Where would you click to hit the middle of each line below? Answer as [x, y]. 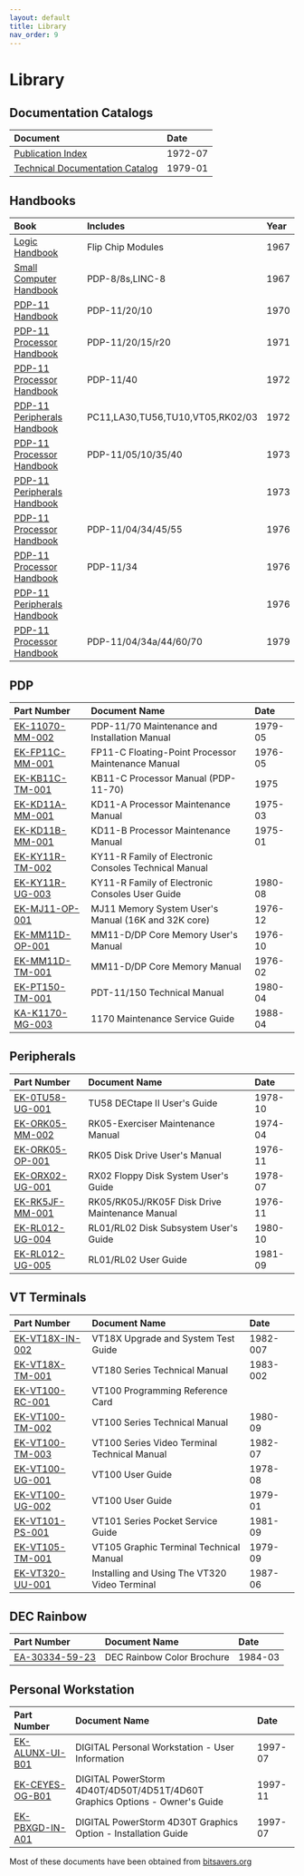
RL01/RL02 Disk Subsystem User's [163, 1227]
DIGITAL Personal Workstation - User [155, 1747]
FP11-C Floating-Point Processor [164, 752]
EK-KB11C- [41, 778]
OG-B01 [33, 1796]
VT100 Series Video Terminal [155, 1442]
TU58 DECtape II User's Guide [153, 1103]
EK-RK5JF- [39, 1201]
